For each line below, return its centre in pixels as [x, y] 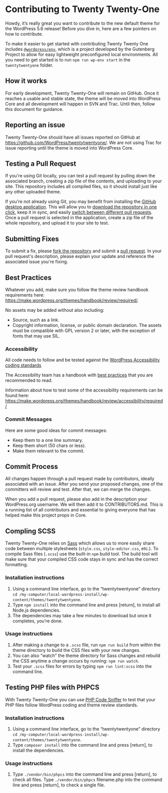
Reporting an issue [35, 125]
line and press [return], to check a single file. [59, 785]
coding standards [23, 365]
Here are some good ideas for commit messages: [56, 430]
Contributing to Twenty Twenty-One [82, 9]
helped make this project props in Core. [46, 515]
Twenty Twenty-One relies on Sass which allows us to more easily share [80, 543]
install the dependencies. [38, 750]
